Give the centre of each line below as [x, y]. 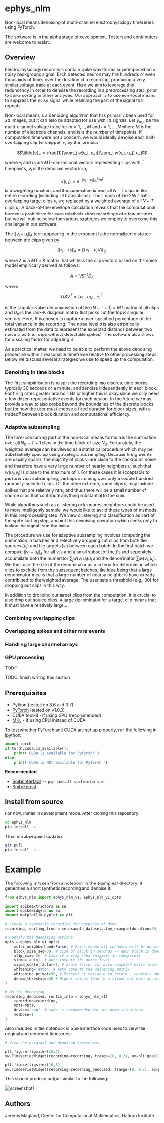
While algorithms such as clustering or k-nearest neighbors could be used [80, 504]
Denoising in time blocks [35, 372]
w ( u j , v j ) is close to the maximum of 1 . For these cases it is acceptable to [77, 473]
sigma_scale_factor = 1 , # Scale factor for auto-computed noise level [86, 965]
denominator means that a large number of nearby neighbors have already [80, 575]
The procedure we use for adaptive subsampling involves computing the [78, 535]
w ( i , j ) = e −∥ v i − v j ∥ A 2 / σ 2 [82, 180]
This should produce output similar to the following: [57, 1079]
